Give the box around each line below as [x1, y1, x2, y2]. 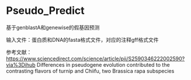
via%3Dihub [6, 61, 36, 68]
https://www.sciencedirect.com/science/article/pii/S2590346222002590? [6, 55, 185, 62]
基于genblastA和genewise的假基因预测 [6, 24, 100, 31]
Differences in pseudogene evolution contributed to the [37, 61, 171, 68]
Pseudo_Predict [6, 4, 85, 17]
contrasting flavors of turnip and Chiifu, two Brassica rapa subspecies [6, 67, 175, 74]
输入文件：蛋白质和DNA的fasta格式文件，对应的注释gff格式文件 [6, 36, 159, 43]
